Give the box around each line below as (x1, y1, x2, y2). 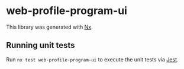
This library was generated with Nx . (6, 23, 93, 30)
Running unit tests (6, 40, 75, 50)
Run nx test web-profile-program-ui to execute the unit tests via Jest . (6, 56, 179, 63)
